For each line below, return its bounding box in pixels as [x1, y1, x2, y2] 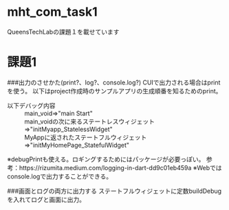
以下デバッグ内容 [7, 101, 56, 110]
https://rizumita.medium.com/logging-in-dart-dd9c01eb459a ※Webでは [19, 163, 222, 172]
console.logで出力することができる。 [7, 172, 113, 180]
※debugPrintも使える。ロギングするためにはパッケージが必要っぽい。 [7, 155, 205, 163]
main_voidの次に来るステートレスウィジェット [24, 117, 155, 126]
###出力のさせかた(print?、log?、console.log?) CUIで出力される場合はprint [7, 78, 221, 86]
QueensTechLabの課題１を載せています [7, 27, 120, 36]
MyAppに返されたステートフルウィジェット [24, 133, 147, 141]
